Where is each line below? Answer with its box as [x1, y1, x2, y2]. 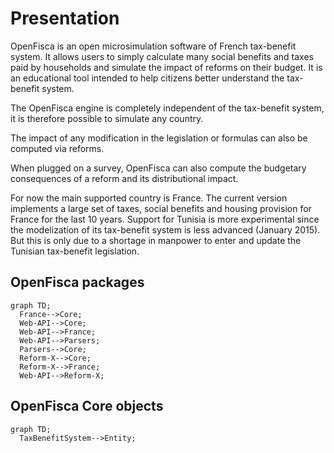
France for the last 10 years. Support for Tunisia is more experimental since [10, 213, 320, 225]
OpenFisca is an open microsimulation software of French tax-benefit [10, 40, 297, 52]
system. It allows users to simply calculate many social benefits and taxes [10, 50, 314, 62]
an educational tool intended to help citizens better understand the [10, 72, 285, 84]
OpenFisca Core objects [10, 398, 164, 415]
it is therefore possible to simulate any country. [10, 112, 204, 124]
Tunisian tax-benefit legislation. [10, 245, 140, 257]
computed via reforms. [10, 142, 105, 154]
